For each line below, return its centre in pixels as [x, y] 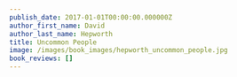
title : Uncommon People [53, 42]
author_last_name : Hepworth [61, 34]
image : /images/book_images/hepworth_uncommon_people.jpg [118, 50]
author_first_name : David [57, 26]
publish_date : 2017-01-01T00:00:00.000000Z [91, 17]
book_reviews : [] [41, 58]
